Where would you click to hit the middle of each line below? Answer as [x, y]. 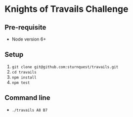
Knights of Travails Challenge [66, 9]
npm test [21, 82]
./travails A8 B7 [30, 110]
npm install [24, 78]
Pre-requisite [25, 27]
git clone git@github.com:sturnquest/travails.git [65, 67]
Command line [27, 98]
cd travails [24, 72]
